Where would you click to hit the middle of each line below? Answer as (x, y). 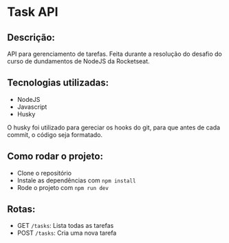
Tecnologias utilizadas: (58, 83)
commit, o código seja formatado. (55, 134)
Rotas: (21, 210)
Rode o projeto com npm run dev (63, 187)
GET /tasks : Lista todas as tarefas (65, 226)
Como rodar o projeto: (55, 157)
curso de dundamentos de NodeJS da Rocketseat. (78, 61)
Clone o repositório (44, 173)
